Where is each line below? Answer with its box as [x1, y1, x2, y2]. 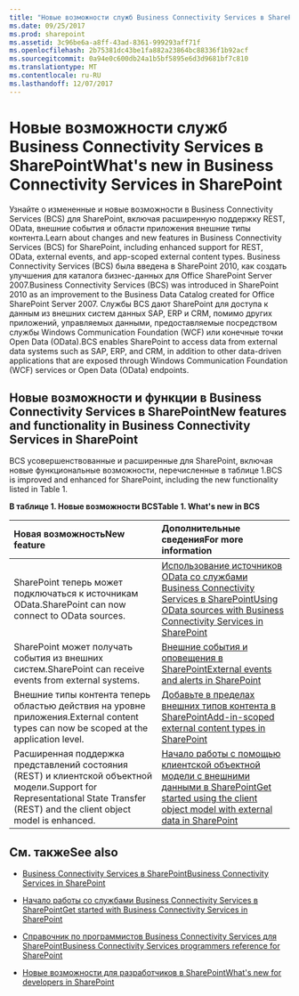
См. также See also [9, 845, 118, 860]
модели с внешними [161, 770, 251, 782]
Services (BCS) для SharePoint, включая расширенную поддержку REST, [9, 213, 286, 223]
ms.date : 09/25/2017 [9, 21, 86, 30]
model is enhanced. [13, 814, 96, 827]
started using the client [161, 792, 258, 805]
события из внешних [13, 652, 104, 664]
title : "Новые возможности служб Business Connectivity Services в [9, 12, 265, 22]
